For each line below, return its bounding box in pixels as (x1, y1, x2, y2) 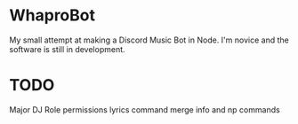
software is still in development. (9, 43, 126, 54)
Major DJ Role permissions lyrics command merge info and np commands (9, 104, 280, 115)
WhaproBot (9, 5, 96, 26)
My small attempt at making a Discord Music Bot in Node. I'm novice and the (9, 35, 289, 45)
